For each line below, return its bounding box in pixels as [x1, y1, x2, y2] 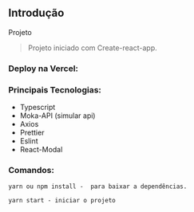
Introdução [8, 6, 65, 20]
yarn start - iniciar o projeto [8, 197, 116, 205]
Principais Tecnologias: [8, 84, 102, 95]
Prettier [19, 128, 45, 138]
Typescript [19, 103, 56, 112]
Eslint [19, 136, 38, 146]
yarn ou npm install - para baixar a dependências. [8, 183, 188, 190]
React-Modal [19, 145, 63, 155]
